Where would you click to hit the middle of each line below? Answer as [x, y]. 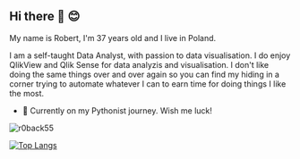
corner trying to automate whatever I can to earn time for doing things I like [148, 84]
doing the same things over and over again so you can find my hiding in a [145, 74]
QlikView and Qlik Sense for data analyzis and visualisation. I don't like [139, 64]
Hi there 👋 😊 [45, 17]
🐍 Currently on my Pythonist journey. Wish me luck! [117, 110]
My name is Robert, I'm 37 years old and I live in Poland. [113, 38]
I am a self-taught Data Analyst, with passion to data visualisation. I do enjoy [150, 55]
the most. [27, 93]
